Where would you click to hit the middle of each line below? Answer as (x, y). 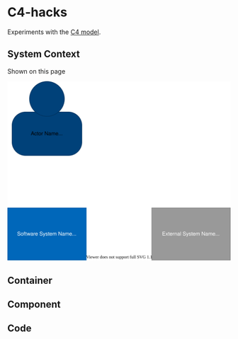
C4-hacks (37, 12)
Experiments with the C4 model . (54, 32)
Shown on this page (36, 71)
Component (34, 304)
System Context (44, 54)
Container (30, 280)
